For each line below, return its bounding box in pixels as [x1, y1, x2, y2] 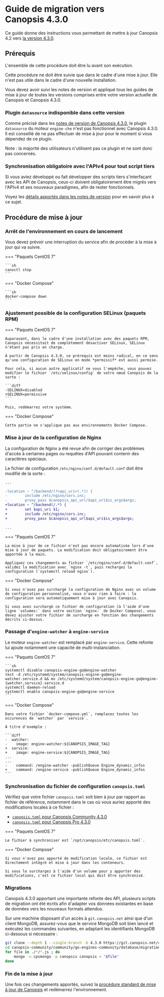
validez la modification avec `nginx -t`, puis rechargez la [5, 564, 132, 570]
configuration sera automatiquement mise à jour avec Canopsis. [5, 596, 139, 601]
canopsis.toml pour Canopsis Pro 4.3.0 [12, 819, 91, 825]
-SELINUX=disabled [5, 388, 42, 393]
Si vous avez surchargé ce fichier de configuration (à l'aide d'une [5, 604, 150, 609]
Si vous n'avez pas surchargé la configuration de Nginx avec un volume [5, 587, 156, 592]
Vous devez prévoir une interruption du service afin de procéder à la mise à [5, 239, 157, 245]
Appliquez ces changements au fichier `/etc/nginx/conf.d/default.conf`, [5, 560, 159, 565]
